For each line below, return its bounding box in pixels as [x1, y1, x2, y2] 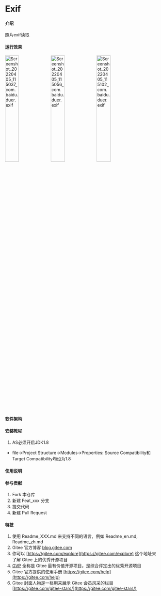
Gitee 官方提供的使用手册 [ [12, 569, 65, 575]
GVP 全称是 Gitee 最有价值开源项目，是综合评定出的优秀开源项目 [12, 563, 142, 569]
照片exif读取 [5, 32, 30, 38]
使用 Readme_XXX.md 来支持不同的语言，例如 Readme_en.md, [12, 533, 138, 539]
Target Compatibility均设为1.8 [12, 456, 71, 462]
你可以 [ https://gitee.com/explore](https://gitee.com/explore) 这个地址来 [12, 551, 157, 557]
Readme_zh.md [12, 539, 44, 545]
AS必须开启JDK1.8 [12, 439, 49, 445]
